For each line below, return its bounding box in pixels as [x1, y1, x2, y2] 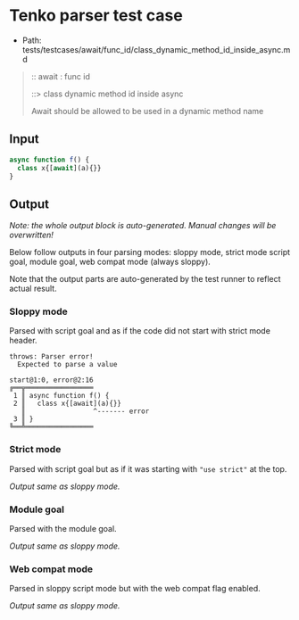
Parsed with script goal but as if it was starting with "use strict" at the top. [9, 463, 287, 474]
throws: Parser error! [9, 352, 94, 361]
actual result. [9, 283, 57, 294]
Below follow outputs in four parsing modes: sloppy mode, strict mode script [9, 247, 291, 258]
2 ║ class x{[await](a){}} [12, 399, 122, 409]
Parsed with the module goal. [9, 524, 118, 534]
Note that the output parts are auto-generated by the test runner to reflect [9, 274, 281, 285]
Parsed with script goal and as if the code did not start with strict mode [9, 326, 270, 336]
